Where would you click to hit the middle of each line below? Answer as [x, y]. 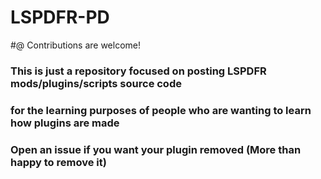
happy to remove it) [58, 162]
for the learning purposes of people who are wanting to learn [161, 110]
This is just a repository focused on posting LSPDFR [138, 71]
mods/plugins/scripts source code [96, 83]
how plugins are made [65, 123]
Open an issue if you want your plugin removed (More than [156, 149]
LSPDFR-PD [60, 17]
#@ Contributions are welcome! [76, 45]
